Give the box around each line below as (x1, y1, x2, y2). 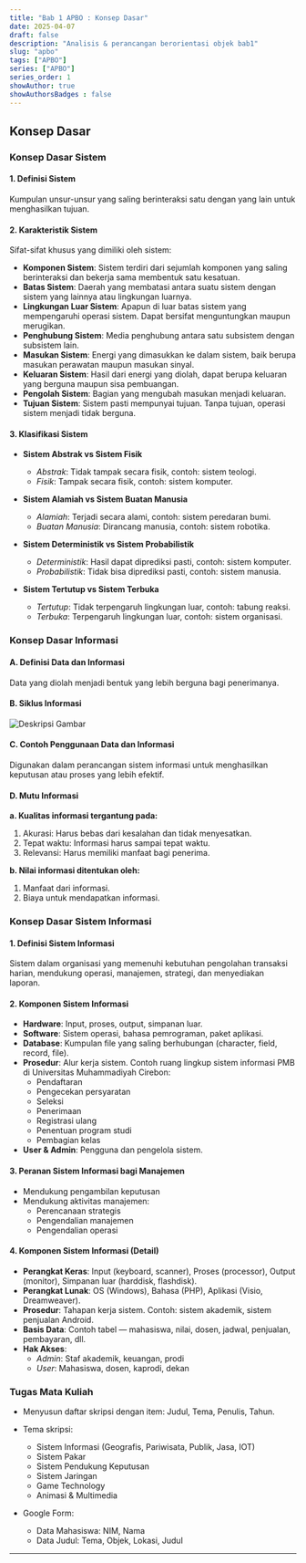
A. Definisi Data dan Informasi (9, 656, 126, 667)
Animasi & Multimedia (36, 1490, 118, 1501)
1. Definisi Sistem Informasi (9, 937, 116, 949)
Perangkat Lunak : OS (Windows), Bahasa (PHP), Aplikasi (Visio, (22, 1285, 263, 1296)
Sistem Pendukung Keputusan (36, 1461, 150, 1472)
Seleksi (36, 1096, 64, 1107)
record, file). (22, 1047, 70, 1058)
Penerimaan (36, 1106, 82, 1117)
